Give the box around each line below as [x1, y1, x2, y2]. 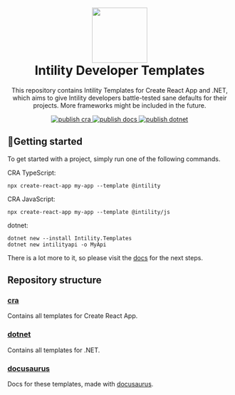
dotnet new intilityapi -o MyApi [7, 241, 107, 248]
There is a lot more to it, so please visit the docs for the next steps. [7, 253, 203, 262]
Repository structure [7, 275, 102, 287]
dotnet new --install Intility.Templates [7, 235, 132, 242]
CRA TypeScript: [7, 168, 56, 177]
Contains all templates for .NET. [7, 346, 100, 354]
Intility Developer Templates [34, 63, 205, 78]
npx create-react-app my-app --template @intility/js [7, 208, 171, 215]
